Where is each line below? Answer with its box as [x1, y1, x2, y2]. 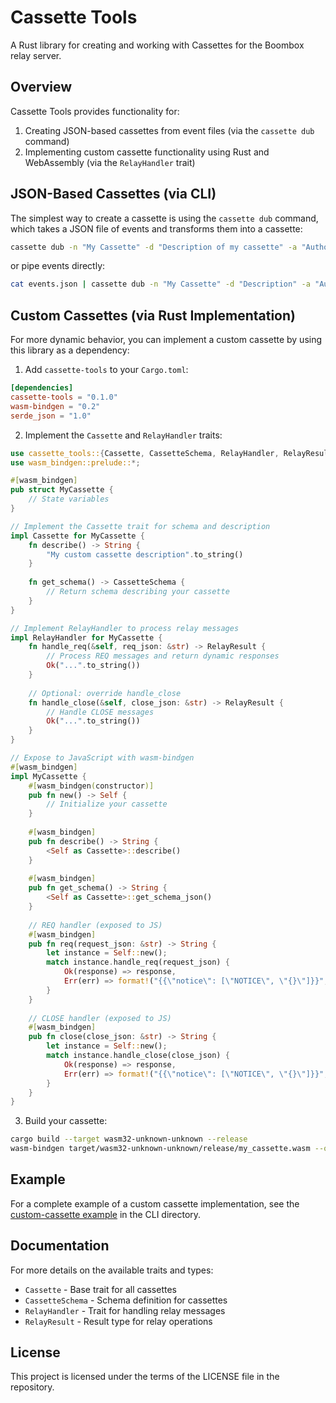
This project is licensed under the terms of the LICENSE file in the [10, 1371, 280, 1383]
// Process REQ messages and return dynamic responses [46, 651, 280, 661]
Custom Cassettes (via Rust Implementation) [10, 307, 296, 324]
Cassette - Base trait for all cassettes [24, 1283, 177, 1295]
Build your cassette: [24, 1115, 108, 1127]
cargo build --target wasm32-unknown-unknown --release [10, 1134, 248, 1145]
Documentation [10, 1237, 110, 1255]
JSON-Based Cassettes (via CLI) [10, 186, 217, 203]
